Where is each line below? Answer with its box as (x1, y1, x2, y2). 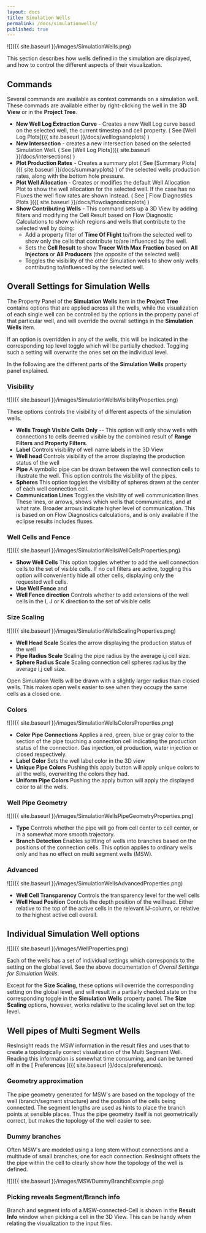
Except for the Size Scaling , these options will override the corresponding (7, 982, 194, 989)
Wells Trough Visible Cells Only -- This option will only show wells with (15, 427, 198, 434)
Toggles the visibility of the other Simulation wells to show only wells (25, 257, 199, 264)
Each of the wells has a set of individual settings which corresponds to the (7, 957, 195, 964)
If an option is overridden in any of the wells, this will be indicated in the (7, 335, 188, 343)
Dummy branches (7, 1132, 61, 1140)
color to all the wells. (15, 783, 69, 791)
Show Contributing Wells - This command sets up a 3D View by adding (15, 205, 198, 212)
